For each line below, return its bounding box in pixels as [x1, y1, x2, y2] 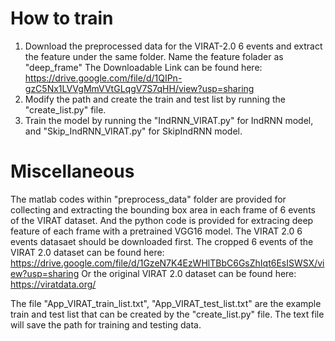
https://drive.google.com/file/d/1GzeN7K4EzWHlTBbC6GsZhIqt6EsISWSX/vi [10, 257, 325, 269]
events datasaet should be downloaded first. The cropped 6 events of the [10, 235, 314, 247]
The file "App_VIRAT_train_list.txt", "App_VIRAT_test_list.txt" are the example [10, 297, 322, 309]
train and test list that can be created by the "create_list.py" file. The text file [10, 308, 325, 320]
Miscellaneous [10, 160, 135, 183]
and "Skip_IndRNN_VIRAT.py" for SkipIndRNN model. [24, 125, 243, 137]
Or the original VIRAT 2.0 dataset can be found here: [81, 267, 297, 279]
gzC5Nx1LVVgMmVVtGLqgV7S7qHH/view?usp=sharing [24, 82, 255, 94]
